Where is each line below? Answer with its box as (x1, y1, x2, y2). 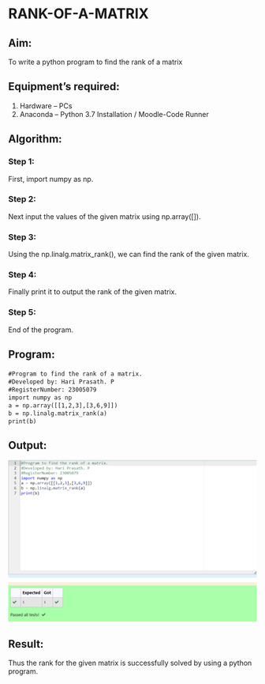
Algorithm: (8, 132, 62, 146)
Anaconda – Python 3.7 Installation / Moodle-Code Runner (19, 109, 209, 119)
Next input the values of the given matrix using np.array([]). (8, 211, 201, 221)
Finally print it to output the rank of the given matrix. (8, 287, 177, 297)
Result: (8, 637, 44, 651)
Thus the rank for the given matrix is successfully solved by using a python (8, 658, 252, 667)
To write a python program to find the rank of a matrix (8, 57, 183, 66)
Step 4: (8, 270, 37, 281)
